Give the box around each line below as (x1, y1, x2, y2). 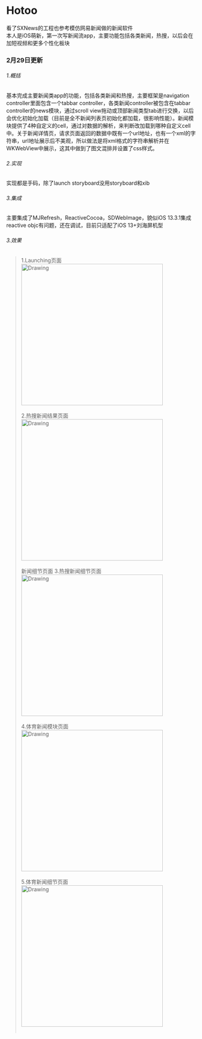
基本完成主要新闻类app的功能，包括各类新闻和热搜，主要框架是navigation (6, 92, 190, 100)
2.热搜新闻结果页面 (21, 411, 69, 419)
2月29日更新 (6, 56, 43, 64)
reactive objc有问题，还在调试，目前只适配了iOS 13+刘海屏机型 (6, 221, 163, 229)
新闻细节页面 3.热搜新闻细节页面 (21, 567, 102, 574)
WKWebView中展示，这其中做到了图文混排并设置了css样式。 (6, 145, 158, 152)
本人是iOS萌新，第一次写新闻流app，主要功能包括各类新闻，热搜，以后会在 (6, 31, 194, 39)
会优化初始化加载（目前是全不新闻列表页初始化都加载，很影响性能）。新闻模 (6, 115, 194, 122)
